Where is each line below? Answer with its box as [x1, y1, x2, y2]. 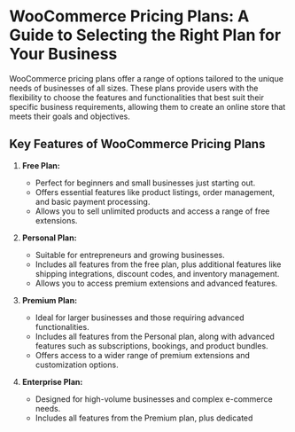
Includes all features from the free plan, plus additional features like [35, 259, 282, 270]
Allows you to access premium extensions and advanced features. [35, 278, 278, 288]
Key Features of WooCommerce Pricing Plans [9, 137, 266, 152]
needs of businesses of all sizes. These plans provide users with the [9, 82, 259, 93]
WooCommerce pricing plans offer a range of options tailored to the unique [9, 73, 283, 83]
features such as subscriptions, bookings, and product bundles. [35, 340, 268, 351]
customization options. [35, 359, 119, 370]
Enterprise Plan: [21, 376, 83, 387]
